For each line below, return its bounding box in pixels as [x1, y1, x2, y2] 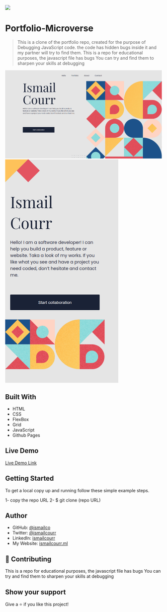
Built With [5, 393, 36, 401]
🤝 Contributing [5, 555, 52, 563]
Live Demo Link [5, 460, 37, 466]
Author [5, 512, 27, 520]
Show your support [5, 588, 66, 596]
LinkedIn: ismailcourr [12, 535, 56, 541]
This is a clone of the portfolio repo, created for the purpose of [17, 39, 146, 45]
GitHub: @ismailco [12, 525, 51, 530]
